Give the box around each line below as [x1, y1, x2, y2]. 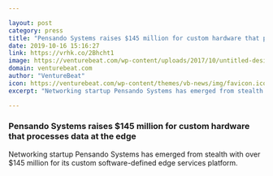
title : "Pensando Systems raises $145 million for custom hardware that [8, 34, 260, 42]
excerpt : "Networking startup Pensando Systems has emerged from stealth [8, 87, 264, 95]
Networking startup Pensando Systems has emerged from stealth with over [8, 149, 261, 159]
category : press [8, 26, 63, 35]
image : [8, 57, 31, 65]
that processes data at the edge [8, 131, 136, 142]
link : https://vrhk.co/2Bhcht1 [8, 49, 115, 58]
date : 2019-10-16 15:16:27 [8, 41, 100, 49]
